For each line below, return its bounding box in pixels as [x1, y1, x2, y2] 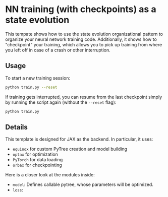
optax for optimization [12, 151, 58, 157]
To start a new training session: [5, 75, 71, 81]
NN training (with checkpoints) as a [5, 4, 156, 15]
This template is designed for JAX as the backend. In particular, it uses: [5, 136, 153, 142]
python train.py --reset [5, 85, 58, 90]
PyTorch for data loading [12, 157, 63, 163]
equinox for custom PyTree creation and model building [12, 146, 128, 152]
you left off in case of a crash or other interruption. [5, 47, 111, 53]
